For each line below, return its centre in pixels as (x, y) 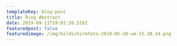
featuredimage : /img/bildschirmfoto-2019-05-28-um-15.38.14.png (89, 34)
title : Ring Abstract (34, 17)
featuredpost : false (32, 28)
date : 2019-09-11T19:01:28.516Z (47, 23)
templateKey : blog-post (36, 12)
